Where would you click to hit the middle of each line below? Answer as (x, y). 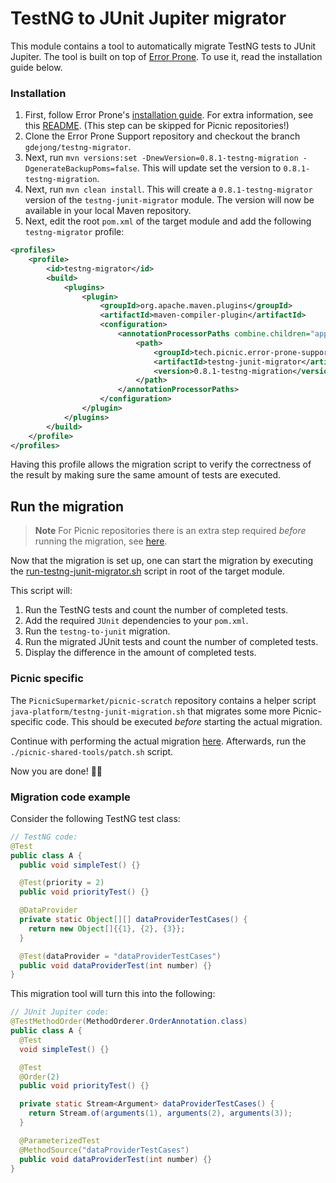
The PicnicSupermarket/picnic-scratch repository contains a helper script (163, 700)
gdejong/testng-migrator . (78, 147)
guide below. (36, 67)
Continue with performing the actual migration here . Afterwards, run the (158, 741)
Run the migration (67, 506)
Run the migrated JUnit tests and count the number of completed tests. (171, 642)
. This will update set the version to (209, 168)
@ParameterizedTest (60, 1140)
